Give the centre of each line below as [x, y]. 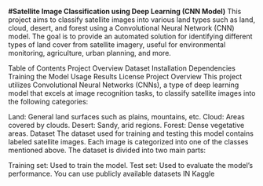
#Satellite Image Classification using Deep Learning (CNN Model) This [125, 11]
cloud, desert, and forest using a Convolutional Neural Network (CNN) [121, 28]
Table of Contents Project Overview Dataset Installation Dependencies [122, 68]
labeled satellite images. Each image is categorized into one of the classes [128, 142]
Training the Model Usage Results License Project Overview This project [125, 77]
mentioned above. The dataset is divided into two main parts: [107, 150]
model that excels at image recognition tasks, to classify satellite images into [132, 93]
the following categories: [48, 102]
